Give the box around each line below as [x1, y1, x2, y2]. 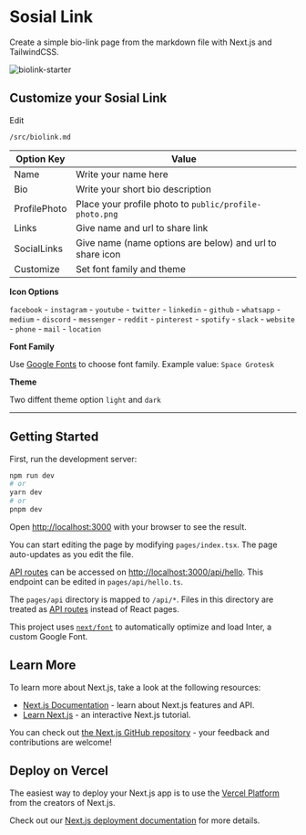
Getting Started [9, 429, 99, 445]
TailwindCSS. [9, 46, 59, 57]
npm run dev [9, 470, 55, 481]
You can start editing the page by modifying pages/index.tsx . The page [9, 539, 278, 550]
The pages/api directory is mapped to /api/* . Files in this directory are [9, 594, 274, 605]
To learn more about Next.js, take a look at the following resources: [9, 682, 261, 692]
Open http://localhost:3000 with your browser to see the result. [9, 521, 248, 532]
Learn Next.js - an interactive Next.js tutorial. [22, 709, 191, 720]
